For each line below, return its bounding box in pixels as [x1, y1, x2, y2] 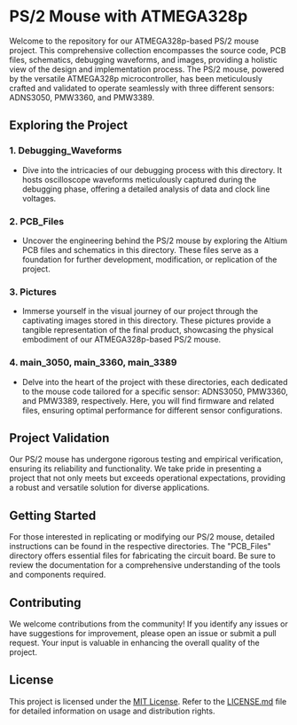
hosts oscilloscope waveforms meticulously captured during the [21, 174, 257, 185]
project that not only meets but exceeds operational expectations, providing [9, 473, 286, 484]
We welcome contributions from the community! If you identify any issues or [9, 619, 288, 629]
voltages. [21, 193, 57, 203]
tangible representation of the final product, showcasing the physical [21, 325, 274, 335]
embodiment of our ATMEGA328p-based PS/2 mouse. [21, 335, 222, 345]
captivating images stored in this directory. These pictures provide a [21, 315, 272, 326]
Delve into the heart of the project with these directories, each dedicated [21, 376, 288, 387]
